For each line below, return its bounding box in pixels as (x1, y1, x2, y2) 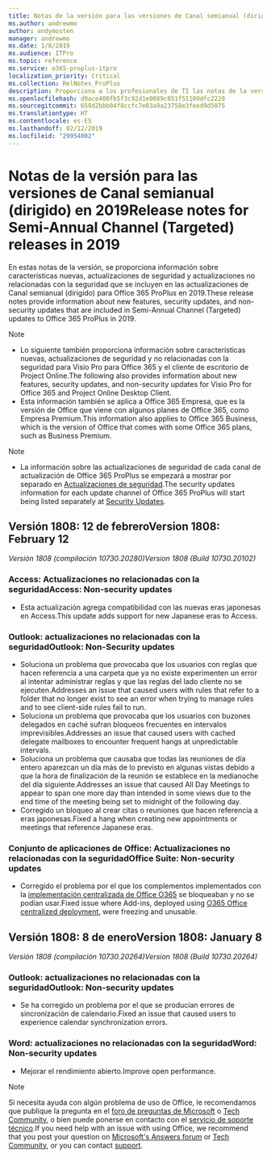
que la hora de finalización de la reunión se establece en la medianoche (19, 770, 259, 780)
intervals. (19, 745, 52, 755)
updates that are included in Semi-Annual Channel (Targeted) (37, 304, 241, 315)
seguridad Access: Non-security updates (8, 584, 173, 595)
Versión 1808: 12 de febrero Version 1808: (8, 519, 220, 533)
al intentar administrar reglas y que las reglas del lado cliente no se (19, 676, 243, 686)
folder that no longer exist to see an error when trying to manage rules (19, 694, 254, 703)
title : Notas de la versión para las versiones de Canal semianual (8, 11, 240, 20)
